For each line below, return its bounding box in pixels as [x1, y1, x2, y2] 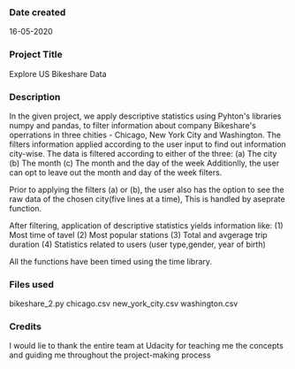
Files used [9, 278, 55, 290]
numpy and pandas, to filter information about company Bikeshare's [9, 119, 256, 130]
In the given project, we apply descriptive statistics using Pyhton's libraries [9, 111, 282, 121]
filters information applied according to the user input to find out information [9, 139, 287, 150]
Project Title [9, 49, 64, 61]
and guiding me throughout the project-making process [9, 350, 211, 360]
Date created [9, 6, 66, 19]
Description [9, 90, 61, 103]
